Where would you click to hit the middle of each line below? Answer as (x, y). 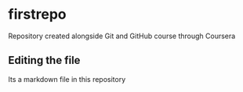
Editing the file (44, 60)
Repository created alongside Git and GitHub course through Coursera (122, 36)
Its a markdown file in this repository (67, 79)
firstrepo (37, 14)
